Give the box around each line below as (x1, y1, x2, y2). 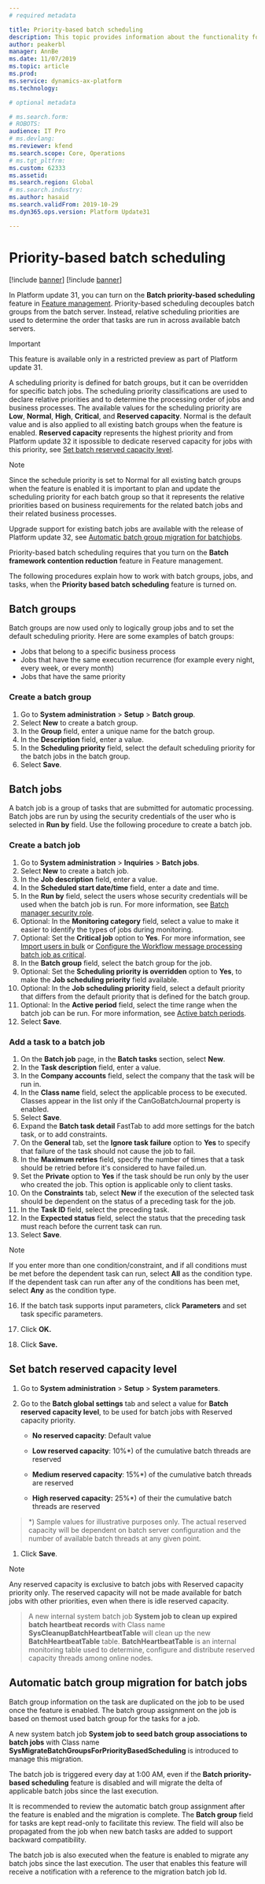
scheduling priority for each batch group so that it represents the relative (9, 491, 245, 501)
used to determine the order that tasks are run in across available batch (9, 315, 241, 325)
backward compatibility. (9, 1834, 87, 1844)
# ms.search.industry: (9, 186, 83, 194)
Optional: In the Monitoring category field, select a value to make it (20, 916, 239, 925)
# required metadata (9, 11, 77, 20)
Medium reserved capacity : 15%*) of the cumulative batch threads (31, 1470, 252, 1479)
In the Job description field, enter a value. (20, 874, 158, 884)
